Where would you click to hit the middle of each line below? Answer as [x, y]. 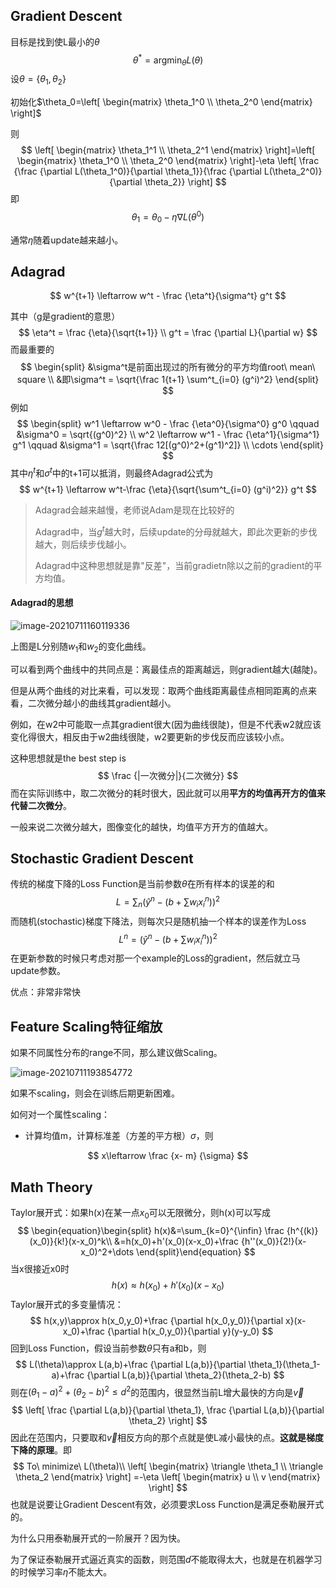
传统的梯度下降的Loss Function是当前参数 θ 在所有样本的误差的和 [142, 884]
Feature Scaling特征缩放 [86, 1026]
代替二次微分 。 [41, 805]
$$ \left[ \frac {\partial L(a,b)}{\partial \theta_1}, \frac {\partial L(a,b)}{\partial [168, 1410]
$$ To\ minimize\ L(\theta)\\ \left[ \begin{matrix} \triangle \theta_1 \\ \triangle [168, 1466]
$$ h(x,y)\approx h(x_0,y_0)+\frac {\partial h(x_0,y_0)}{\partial [156, 1320]
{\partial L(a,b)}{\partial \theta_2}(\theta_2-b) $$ [185, 1375]
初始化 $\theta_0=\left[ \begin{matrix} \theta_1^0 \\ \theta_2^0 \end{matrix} [161, 102]
